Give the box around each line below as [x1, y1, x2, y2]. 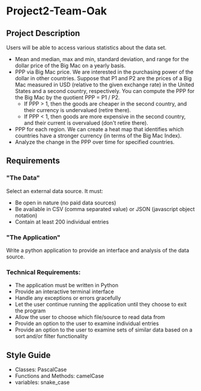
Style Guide [6, 350, 51, 360]
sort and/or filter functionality [14, 333, 88, 340]
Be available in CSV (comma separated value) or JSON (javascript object [14, 205, 195, 212]
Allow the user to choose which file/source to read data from [14, 314, 166, 321]
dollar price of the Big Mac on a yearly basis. [14, 62, 126, 69]
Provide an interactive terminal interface [14, 288, 114, 295]
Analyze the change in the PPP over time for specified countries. [14, 139, 175, 145]
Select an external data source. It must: [6, 187, 103, 194]
